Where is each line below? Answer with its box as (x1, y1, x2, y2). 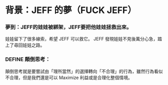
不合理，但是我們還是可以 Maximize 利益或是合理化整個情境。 (5, 74, 132, 80)
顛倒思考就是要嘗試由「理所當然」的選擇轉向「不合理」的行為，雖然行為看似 (5, 68, 163, 74)
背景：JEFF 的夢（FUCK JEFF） (5, 4, 136, 16)
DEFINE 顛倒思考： (5, 56, 51, 63)
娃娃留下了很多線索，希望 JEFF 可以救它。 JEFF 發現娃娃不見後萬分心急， (5, 36, 158, 42)
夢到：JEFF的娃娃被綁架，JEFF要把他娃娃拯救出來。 (5, 23, 132, 30)
